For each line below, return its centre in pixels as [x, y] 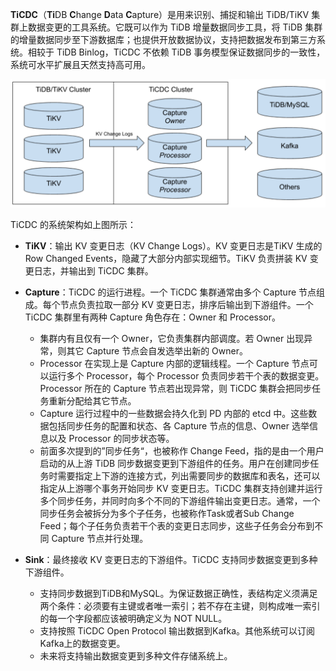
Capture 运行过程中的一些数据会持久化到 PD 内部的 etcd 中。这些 [174, 413]
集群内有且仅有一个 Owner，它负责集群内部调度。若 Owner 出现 [172, 338]
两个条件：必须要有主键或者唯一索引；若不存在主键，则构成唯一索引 [180, 605]
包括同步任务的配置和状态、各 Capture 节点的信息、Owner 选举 [179, 425]
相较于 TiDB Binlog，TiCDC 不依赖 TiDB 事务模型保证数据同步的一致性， [176, 52]
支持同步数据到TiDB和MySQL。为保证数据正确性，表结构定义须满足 [178, 593]
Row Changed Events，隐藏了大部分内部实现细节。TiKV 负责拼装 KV [166, 258]
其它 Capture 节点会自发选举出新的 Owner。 [157, 350]
